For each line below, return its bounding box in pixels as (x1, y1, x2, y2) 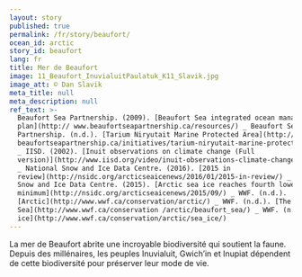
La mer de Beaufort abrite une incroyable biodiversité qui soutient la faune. (9, 238, 287, 249)
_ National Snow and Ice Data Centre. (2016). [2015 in (17, 164, 231, 173)
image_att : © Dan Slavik (9, 80, 102, 89)
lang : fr (9, 55, 42, 64)
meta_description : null (9, 96, 99, 106)
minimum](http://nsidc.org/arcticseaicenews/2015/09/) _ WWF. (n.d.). (17, 189, 288, 198)
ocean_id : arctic (9, 38, 75, 48)
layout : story (9, 13, 63, 22)
